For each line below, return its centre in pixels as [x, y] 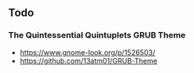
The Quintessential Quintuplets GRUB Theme [97, 35]
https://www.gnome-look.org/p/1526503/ [87, 52]
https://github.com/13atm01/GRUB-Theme [88, 60]
